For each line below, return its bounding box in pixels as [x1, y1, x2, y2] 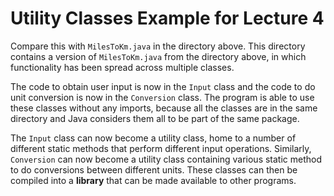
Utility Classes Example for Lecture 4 [10, 7, 325, 30]
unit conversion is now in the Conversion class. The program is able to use [10, 91, 315, 103]
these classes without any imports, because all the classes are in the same [10, 102, 318, 114]
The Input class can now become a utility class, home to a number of [10, 132, 297, 144]
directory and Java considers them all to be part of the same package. [10, 112, 300, 124]
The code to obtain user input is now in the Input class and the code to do [10, 80, 316, 92]
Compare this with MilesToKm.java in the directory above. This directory [10, 40, 306, 52]
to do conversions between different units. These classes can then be [10, 163, 298, 176]
